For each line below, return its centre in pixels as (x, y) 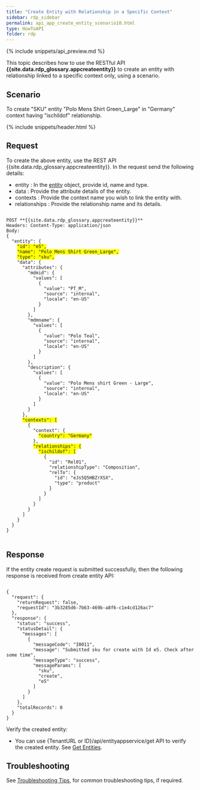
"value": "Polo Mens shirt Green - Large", (99, 383)
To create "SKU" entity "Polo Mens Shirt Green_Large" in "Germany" (91, 109)
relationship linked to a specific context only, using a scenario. (83, 76)
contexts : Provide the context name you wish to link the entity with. (99, 197)
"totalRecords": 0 (40, 707)
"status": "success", (44, 623)
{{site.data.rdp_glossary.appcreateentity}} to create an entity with (90, 69)
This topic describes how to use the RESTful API (66, 63)
